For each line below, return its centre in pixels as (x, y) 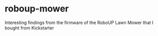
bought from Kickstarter (29, 27)
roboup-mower (37, 9)
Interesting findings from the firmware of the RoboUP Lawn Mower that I (79, 22)
